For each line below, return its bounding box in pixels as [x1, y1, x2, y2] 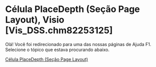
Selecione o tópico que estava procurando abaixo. [5, 46, 110, 52]
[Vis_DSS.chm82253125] [5, 25, 113, 36]
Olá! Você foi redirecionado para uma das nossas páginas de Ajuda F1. [5, 41, 151, 47]
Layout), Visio [5, 14, 64, 25]
